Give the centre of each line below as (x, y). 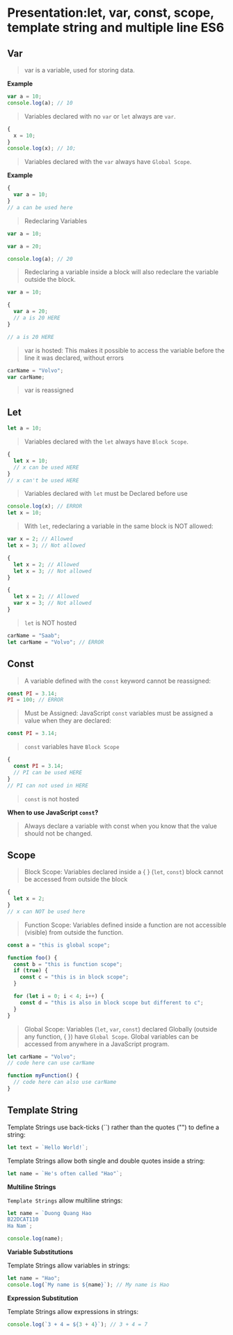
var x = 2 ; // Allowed (40, 539)
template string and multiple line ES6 (116, 28)
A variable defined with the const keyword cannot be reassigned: (117, 681)
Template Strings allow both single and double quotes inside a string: (106, 1161)
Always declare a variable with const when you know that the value (121, 826)
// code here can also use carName (65, 1083)
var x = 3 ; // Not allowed (53, 603)
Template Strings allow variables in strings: (69, 1265)
